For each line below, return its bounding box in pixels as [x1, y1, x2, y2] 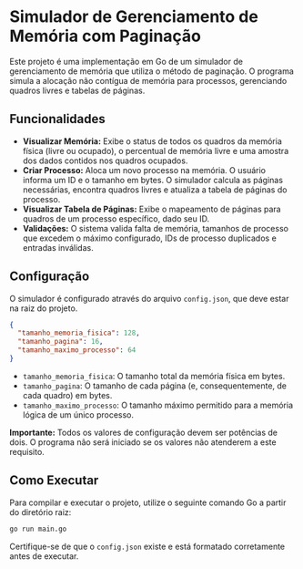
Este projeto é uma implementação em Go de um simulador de [9, 56, 244, 67]
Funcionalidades [9, 111, 106, 127]
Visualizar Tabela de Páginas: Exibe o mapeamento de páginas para [22, 203, 281, 214]
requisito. [9, 446, 45, 457]
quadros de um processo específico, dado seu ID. [22, 212, 210, 224]
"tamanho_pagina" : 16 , [17, 337, 104, 347]
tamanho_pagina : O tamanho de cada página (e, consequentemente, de [22, 380, 288, 391]
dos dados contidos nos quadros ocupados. [22, 155, 188, 166]
